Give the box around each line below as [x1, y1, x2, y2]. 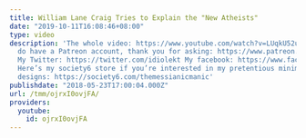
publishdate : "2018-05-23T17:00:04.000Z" [9, 81, 169, 90]
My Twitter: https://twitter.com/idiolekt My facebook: [17, 55, 234, 64]
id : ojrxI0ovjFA [25, 114, 88, 123]
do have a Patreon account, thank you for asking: [17, 47, 214, 56]
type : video [9, 30, 55, 39]
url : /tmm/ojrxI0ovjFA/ [9, 89, 100, 98]
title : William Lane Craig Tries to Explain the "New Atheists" [9, 13, 259, 23]
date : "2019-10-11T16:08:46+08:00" [9, 22, 145, 31]
